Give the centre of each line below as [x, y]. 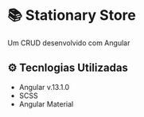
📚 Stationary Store [72, 16]
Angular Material [46, 103]
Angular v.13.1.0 [44, 87]
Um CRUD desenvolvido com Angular [69, 43]
